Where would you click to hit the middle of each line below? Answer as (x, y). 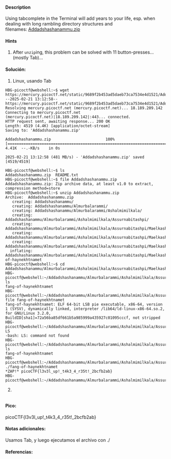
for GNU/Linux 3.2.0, (28, 313)
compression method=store (33, 188)
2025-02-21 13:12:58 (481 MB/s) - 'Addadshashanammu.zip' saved (75, 157)
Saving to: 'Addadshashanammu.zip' (43, 130)
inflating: (21, 251)
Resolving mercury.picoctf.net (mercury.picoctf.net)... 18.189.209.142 (84, 108)
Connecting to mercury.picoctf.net (43, 112)
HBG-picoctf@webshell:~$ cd (35, 264)
